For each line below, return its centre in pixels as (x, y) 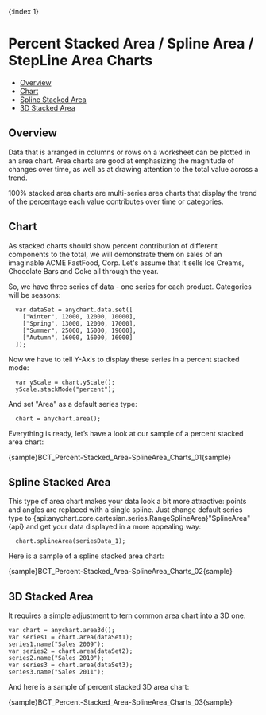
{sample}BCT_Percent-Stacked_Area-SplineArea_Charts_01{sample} (120, 457)
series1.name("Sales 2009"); (56, 644)
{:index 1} (24, 12)
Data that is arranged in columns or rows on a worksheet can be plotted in (129, 152)
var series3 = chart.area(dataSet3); (71, 665)
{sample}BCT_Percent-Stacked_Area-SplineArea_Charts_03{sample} (120, 702)
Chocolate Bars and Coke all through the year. (83, 271)
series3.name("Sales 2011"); (56, 672)
